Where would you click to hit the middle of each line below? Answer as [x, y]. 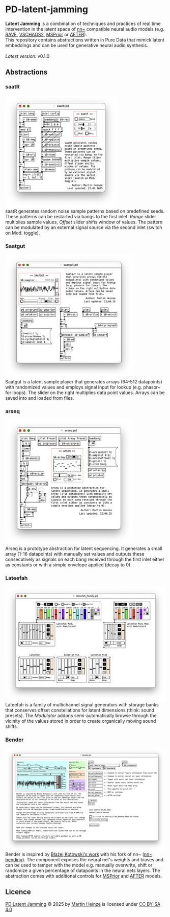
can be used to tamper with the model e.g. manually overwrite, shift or [79, 865]
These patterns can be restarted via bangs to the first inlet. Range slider [81, 216]
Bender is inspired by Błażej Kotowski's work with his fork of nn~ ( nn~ [79, 854]
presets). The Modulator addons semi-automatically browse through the [81, 716]
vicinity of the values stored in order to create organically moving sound [81, 721]
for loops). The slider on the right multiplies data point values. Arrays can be [85, 393]
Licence [18, 892]
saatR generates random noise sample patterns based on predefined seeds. [85, 211]
